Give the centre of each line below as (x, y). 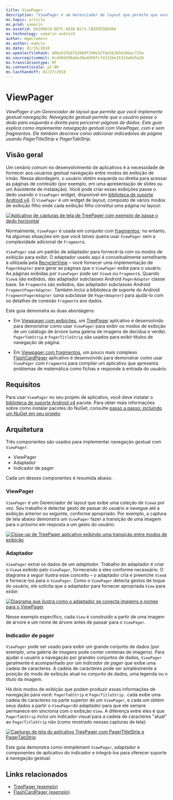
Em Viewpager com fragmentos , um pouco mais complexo (75, 352)
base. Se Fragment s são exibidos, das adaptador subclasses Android (78, 284)
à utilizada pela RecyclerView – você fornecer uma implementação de (80, 263)
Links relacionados (37, 774)
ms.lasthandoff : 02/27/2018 (36, 72)
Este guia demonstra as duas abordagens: (51, 310)
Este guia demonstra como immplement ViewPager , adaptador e (73, 747)
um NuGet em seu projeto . (34, 413)
